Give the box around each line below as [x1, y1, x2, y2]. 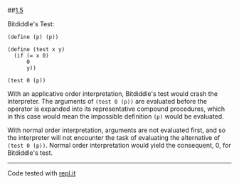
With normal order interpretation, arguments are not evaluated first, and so [7, 126, 226, 134]
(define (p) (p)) [7, 33, 59, 40]
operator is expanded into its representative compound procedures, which [7, 104, 225, 113]
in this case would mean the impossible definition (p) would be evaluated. [7, 112, 224, 120]
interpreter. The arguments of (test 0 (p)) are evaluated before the [7, 97, 208, 105]
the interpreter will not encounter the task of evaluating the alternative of [7, 134, 221, 141]
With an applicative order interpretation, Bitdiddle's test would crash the [7, 90, 218, 98]
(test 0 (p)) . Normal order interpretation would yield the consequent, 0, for [7, 141, 231, 149]
